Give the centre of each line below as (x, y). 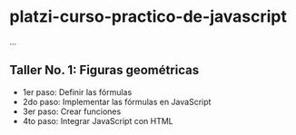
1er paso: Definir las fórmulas (77, 92)
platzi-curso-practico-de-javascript (148, 17)
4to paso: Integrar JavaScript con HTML (98, 121)
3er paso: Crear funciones (72, 111)
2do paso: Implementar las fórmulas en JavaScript (117, 101)
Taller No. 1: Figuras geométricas (104, 70)
